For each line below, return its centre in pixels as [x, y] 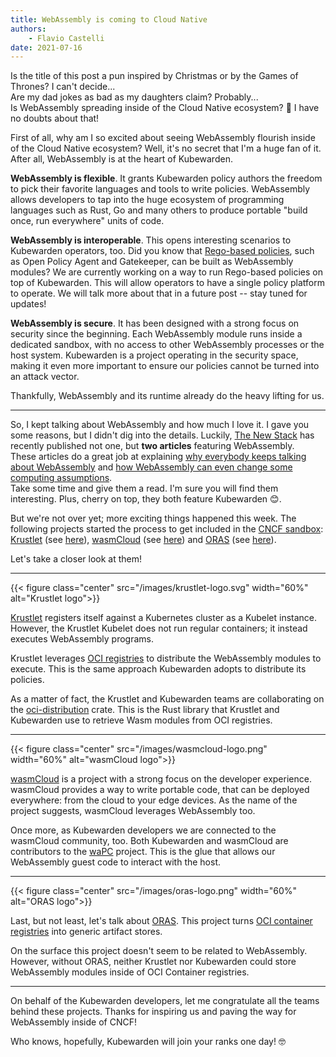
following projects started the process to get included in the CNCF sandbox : [167, 529]
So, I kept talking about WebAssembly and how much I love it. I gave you [160, 425]
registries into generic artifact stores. [86, 932]
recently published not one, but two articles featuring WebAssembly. [152, 446]
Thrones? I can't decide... [63, 87]
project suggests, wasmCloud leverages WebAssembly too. [133, 811]
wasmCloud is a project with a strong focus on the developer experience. [161, 779]
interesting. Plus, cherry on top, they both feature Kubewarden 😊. [146, 499]
